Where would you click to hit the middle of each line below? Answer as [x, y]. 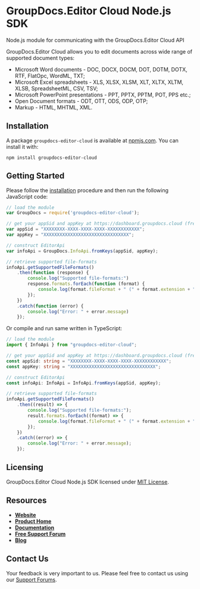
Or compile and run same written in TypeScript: [64, 328]
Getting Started [35, 176]
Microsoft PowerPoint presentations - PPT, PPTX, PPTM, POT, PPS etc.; [103, 95]
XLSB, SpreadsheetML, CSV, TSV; [56, 88]
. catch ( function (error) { [50, 306]
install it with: [22, 146]
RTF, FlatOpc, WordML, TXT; [50, 76]
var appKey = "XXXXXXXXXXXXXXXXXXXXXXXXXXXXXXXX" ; [70, 235]
